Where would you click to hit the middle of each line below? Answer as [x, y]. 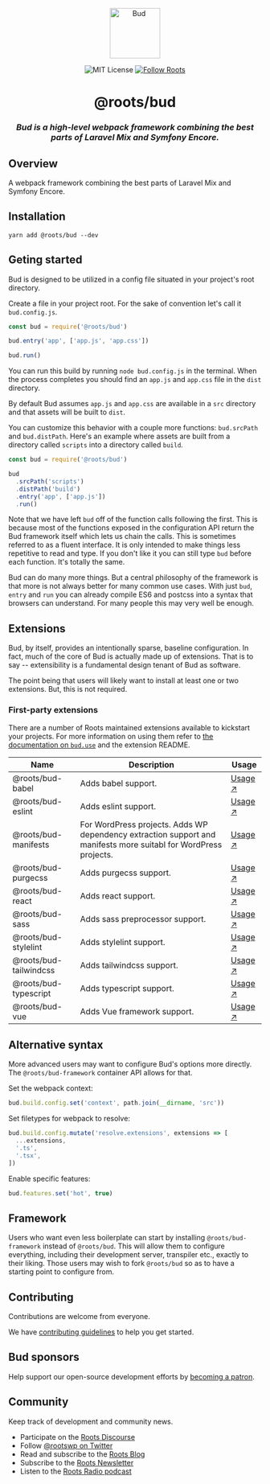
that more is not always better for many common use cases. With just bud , [131, 586]
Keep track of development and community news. [91, 1421]
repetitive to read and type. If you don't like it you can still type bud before [130, 553]
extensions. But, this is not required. [68, 689]
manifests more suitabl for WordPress [151, 845]
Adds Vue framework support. [137, 1011]
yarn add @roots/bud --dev [53, 235]
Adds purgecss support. [125, 873]
